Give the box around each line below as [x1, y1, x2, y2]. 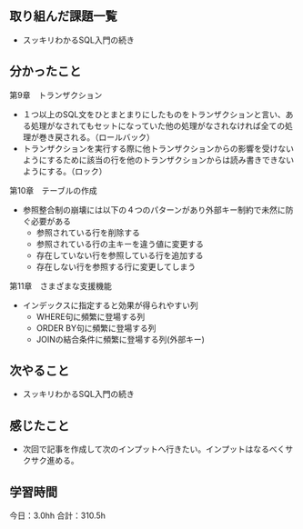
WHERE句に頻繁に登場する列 [35, 311, 146, 322]
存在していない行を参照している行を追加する [35, 249, 204, 261]
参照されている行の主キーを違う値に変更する [35, 238, 205, 249]
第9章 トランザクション [9, 89, 103, 100]
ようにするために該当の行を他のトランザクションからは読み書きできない [22, 154, 294, 165]
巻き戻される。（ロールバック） [38, 131, 155, 143]
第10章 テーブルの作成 [9, 185, 97, 195]
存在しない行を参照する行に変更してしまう [35, 261, 197, 272]
